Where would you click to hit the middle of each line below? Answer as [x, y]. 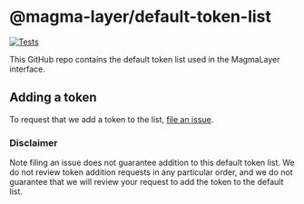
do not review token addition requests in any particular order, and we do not [151, 172]
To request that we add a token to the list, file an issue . [112, 119]
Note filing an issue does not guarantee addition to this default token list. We [152, 163]
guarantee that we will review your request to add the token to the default [147, 182]
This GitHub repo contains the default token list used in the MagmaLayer [145, 59]
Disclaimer [34, 142]
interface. [27, 69]
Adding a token [53, 97]
